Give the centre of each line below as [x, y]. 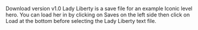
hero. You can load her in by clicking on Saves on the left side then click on [98, 15]
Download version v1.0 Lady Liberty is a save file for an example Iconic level [99, 9]
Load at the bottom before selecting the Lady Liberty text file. [81, 21]
